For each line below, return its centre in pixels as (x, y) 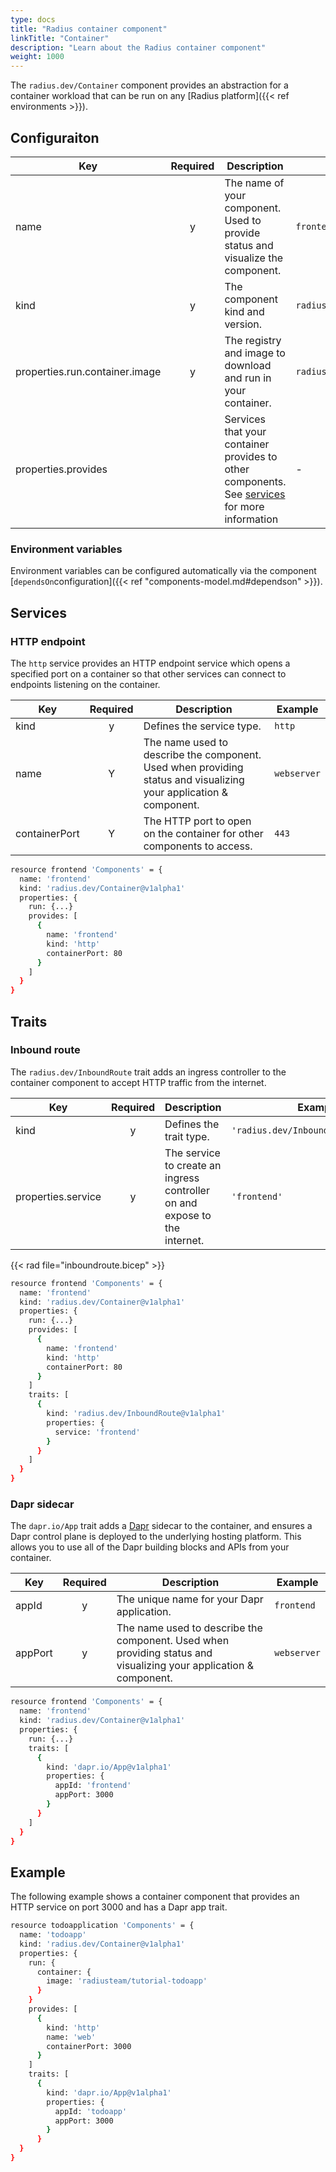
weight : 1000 (37, 57)
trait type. (187, 1136)
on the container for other (203, 833)
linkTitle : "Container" (60, 38)
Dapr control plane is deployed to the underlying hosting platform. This (156, 1537)
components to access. (198, 846)
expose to (188, 1215)
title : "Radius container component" (89, 29)
